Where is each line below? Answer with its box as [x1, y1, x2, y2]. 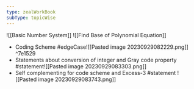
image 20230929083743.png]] [38, 76, 117, 83]
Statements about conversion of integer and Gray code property [15, 56, 177, 63]
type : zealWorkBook [6, 9, 56, 15]
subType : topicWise [6, 15, 56, 21]
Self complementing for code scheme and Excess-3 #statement [15, 69, 176, 76]
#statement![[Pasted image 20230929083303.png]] [15, 62, 147, 70]
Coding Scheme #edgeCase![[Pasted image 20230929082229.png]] [15, 43, 189, 51]
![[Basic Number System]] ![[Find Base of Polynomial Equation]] [6, 31, 167, 38]
